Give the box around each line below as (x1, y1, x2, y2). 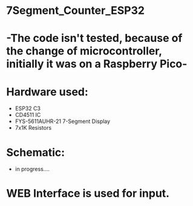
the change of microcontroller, (6, 44, 162, 58)
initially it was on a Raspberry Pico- (6, 57, 188, 71)
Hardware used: (6, 85, 89, 99)
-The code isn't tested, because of (6, 32, 183, 45)
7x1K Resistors (15, 124, 52, 131)
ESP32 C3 (15, 105, 41, 112)
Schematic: (6, 145, 65, 159)
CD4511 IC (15, 111, 41, 119)
